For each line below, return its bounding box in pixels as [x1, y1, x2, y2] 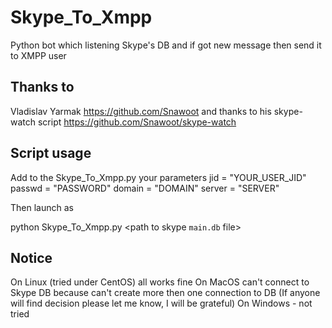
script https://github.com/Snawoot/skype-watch [37, 116, 237, 128]
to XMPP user [10, 49, 67, 61]
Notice [10, 249, 53, 266]
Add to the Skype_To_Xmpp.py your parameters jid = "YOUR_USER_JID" [10, 171, 307, 183]
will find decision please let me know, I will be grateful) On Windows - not [10, 297, 313, 310]
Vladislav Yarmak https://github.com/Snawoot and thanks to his [10, 105, 272, 117]
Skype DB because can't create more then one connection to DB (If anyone [10, 287, 321, 299]
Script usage [10, 145, 92, 162]
